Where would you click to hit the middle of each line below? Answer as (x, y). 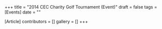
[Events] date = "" (23, 12)
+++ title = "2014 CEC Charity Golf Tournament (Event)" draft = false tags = (81, 7)
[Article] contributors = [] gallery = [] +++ (46, 22)
